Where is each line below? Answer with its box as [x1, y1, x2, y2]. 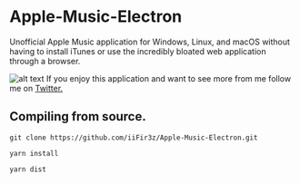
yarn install [9, 149, 59, 158]
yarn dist [9, 165, 47, 174]
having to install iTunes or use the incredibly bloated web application [9, 45, 266, 56]
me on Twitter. [9, 82, 64, 93]
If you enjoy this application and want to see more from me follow [45, 72, 292, 83]
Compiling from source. [9, 109, 147, 124]
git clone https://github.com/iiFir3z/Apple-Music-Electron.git [9, 133, 258, 142]
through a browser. [9, 55, 81, 66]
